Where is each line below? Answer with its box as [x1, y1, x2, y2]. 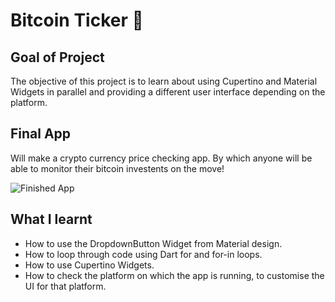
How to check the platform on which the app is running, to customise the [24, 269, 325, 281]
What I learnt [10, 211, 93, 228]
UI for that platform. [24, 280, 107, 292]
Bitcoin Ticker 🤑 [10, 9, 144, 32]
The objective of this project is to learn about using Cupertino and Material [10, 75, 318, 87]
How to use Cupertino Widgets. [24, 259, 155, 271]
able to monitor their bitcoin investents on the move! [10, 162, 225, 174]
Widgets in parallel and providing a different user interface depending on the [10, 86, 326, 98]
